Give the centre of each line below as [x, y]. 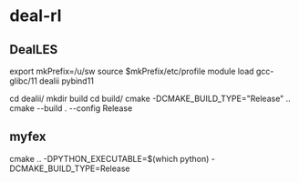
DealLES [34, 50]
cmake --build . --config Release [71, 108]
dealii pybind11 [67, 81]
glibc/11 [24, 81]
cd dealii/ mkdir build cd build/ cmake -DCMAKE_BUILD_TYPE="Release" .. [150, 98]
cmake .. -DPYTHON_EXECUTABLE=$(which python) [109, 158]
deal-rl [36, 16]
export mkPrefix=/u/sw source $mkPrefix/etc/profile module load [132, 71]
